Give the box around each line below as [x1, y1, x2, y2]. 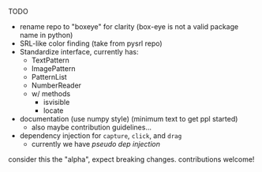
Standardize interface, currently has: [19, 47, 139, 56]
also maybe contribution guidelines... [31, 122, 152, 132]
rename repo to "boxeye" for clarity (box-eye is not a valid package [19, 22, 239, 31]
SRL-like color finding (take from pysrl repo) [19, 39, 163, 48]
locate [43, 106, 64, 115]
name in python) [19, 31, 73, 39]
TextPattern [31, 55, 69, 65]
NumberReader [31, 80, 81, 90]
